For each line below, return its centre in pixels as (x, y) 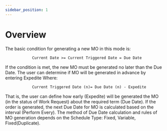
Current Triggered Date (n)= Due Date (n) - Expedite (89, 87)
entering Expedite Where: (31, 78)
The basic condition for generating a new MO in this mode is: (68, 49)
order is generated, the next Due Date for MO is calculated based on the (79, 107)
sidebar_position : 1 (27, 10)
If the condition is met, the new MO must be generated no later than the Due (84, 67)
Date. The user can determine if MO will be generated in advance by (75, 72)
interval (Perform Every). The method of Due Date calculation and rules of (81, 112)
